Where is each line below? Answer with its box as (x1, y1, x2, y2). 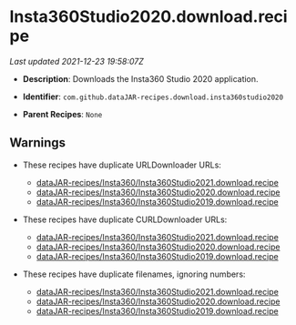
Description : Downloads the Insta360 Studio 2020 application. (22, 73, 259, 84)
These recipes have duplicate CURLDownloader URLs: (22, 214, 228, 225)
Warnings (9, 135, 66, 151)
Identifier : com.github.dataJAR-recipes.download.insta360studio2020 (22, 91, 284, 102)
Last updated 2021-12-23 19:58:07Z (9, 56, 144, 66)
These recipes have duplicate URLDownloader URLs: (22, 159, 221, 170)
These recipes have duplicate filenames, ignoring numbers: (22, 269, 246, 279)
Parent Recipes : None (22, 108, 103, 119)
